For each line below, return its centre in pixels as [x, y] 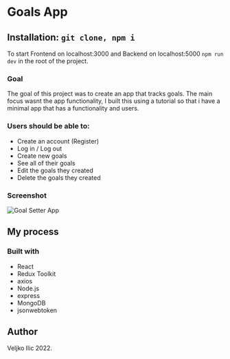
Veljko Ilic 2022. [30, 348]
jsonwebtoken [37, 310]
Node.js [28, 288]
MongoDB [31, 303]
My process [33, 232]
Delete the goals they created [59, 177]
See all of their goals [46, 163]
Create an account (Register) [58, 141]
